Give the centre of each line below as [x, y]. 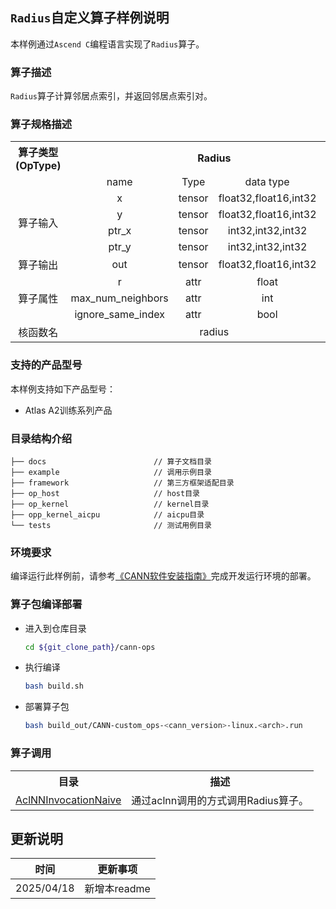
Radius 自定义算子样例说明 [90, 18]
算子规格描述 [41, 125]
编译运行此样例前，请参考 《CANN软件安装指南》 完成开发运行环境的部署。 [163, 576]
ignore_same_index [119, 315]
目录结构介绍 [41, 438]
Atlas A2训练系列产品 [68, 410]
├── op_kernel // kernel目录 [110, 504]
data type [267, 182]
